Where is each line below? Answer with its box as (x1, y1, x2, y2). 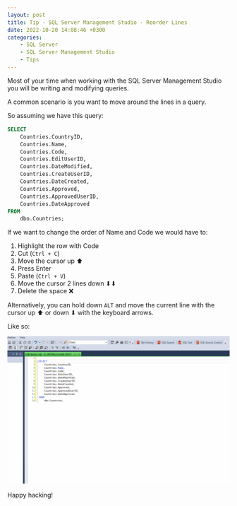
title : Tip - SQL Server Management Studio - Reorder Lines (7, 18, 188, 26)
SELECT (7, 126, 27, 133)
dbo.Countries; (20, 216, 65, 223)
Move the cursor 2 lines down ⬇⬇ (17, 279, 116, 288)
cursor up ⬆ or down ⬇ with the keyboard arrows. (7, 308, 154, 317)
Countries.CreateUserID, (20, 170, 93, 178)
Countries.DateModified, (20, 163, 93, 170)
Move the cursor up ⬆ (17, 257, 83, 265)
